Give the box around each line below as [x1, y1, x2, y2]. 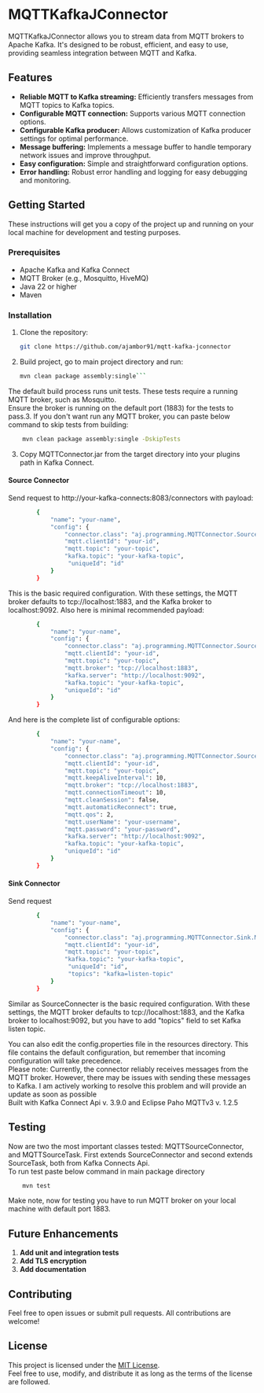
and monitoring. [19, 175, 71, 185]
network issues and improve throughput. [19, 150, 152, 160]
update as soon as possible [8, 1089, 97, 1099]
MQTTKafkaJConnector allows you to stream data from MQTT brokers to [8, 31, 244, 41]
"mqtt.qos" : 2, [64, 810, 114, 819]
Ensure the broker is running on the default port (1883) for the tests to [8, 403, 234, 412]
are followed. [8, 1376, 51, 1386]
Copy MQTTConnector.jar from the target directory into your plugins [19, 449, 240, 459]
